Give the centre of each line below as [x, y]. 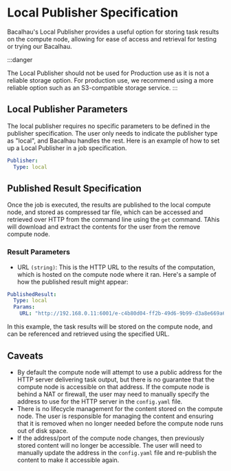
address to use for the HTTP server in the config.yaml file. [100, 401]
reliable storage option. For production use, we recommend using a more [110, 80]
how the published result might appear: [73, 282]
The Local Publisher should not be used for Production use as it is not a [108, 73]
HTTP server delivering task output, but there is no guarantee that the [116, 379]
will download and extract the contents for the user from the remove [104, 227]
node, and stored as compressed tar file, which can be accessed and [105, 212]
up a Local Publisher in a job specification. [67, 148]
